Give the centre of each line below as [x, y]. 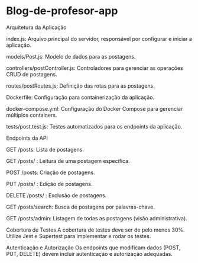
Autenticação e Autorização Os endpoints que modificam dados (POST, [93, 248]
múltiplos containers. [32, 115]
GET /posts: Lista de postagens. [45, 149]
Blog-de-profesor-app [62, 11]
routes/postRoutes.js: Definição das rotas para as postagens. [80, 86]
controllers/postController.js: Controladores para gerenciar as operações [95, 68]
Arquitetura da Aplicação [36, 27]
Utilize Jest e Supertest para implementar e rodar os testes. [79, 236]
